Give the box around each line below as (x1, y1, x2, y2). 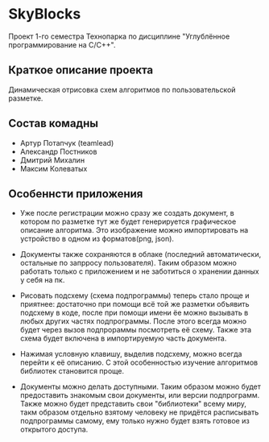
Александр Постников (19, 147, 97, 156)
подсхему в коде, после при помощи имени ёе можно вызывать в (19, 308, 249, 318)
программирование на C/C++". (8, 39, 116, 49)
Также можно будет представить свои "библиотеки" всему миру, (19, 399, 247, 409)
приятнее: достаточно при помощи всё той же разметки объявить (19, 299, 250, 309)
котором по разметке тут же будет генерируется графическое (19, 217, 237, 226)
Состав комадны (8, 117, 99, 130)
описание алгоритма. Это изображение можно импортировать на (19, 225, 249, 235)
